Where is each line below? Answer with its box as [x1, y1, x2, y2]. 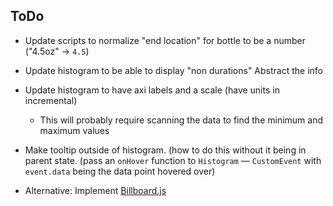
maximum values [39, 124, 110, 136]
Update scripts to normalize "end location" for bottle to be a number [24, 34, 306, 46]
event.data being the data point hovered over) [24, 165, 216, 177]
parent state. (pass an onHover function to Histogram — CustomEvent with [24, 154, 322, 166]
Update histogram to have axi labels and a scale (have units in [24, 84, 280, 96]
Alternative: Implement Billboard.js [24, 184, 167, 196]
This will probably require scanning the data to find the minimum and [39, 114, 323, 126]
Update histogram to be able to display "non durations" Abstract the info [24, 64, 324, 76]
